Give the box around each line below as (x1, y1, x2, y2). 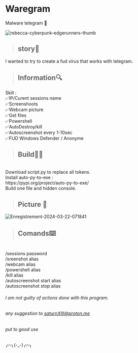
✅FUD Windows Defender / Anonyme (5, 135, 84, 141)
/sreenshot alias (5, 256, 39, 262)
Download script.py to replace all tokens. (5, 169, 91, 175)
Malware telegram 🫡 (5, 20, 47, 26)
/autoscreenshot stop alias (5, 283, 61, 289)
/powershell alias (5, 267, 41, 273)
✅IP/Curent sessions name (5, 95, 62, 101)
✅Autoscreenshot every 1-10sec (5, 129, 73, 135)
